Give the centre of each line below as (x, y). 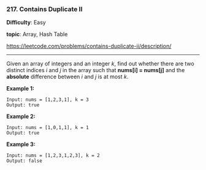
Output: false (25, 161)
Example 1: (21, 89)
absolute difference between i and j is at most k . (67, 77)
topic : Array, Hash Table (37, 34)
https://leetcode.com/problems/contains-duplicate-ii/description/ (89, 46)
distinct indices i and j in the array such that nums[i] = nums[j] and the (96, 70)
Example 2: (21, 116)
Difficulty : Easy (26, 23)
